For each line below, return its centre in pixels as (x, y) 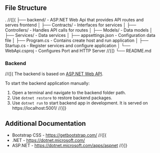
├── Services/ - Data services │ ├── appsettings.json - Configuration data (80, 35)
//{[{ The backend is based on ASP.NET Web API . (54, 74)
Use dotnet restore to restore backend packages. (62, 98)
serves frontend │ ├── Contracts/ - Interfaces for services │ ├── (71, 25)
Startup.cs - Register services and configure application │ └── (68, 45)
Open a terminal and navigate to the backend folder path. (69, 93)
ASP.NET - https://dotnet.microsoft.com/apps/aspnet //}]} (70, 145)
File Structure (26, 8)
